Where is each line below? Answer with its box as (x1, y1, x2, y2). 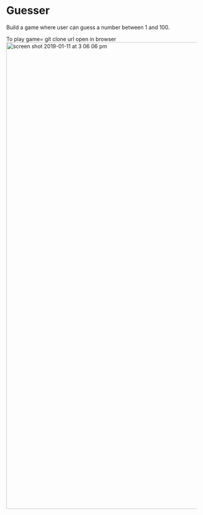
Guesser (6, 4, 50, 18)
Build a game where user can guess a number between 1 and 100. (6, 24, 170, 31)
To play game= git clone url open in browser (6, 35, 117, 42)
